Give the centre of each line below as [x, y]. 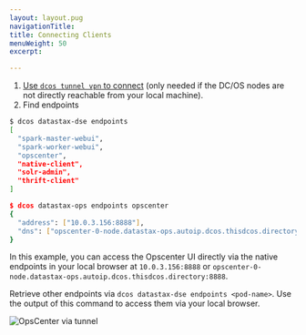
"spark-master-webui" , [61, 138]
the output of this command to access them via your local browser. [135, 304]
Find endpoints [51, 105]
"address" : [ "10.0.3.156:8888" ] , [81, 223]
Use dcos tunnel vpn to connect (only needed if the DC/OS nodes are [153, 86]
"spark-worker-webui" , [61, 147]
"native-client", [51, 164]
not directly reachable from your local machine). [112, 96]
